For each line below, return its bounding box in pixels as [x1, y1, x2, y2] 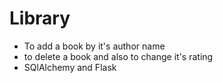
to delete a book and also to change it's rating [23, 50, 214, 62]
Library [9, 7, 71, 30]
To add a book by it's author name [23, 40, 166, 52]
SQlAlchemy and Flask [23, 61, 117, 73]
